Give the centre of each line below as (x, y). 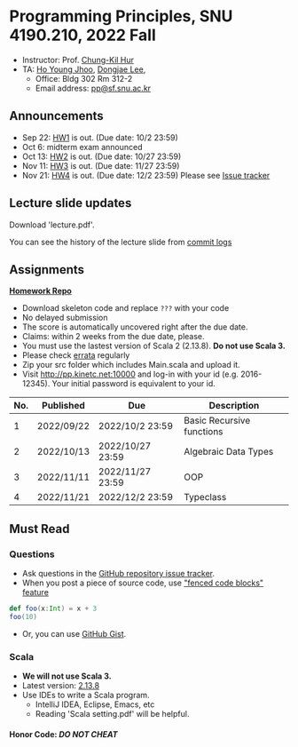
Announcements (56, 116)
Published (63, 406)
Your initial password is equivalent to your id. (133, 384)
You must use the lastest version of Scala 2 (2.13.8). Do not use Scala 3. (153, 346)
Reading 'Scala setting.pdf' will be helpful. (112, 714)
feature (35, 592)
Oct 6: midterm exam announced (82, 147)
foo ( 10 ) (24, 616)
